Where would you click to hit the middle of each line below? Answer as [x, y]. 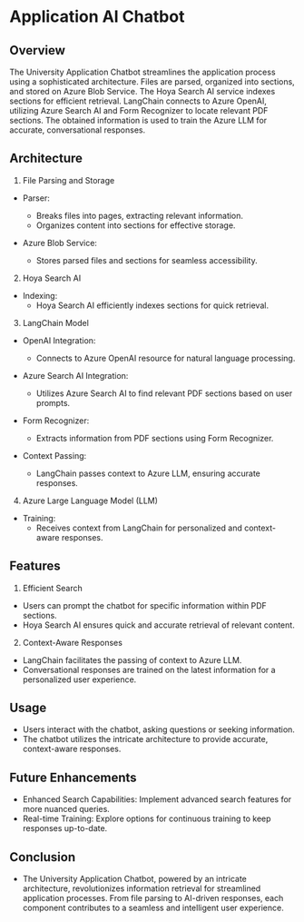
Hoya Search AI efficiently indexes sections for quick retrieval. [152, 305]
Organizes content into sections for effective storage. [136, 225]
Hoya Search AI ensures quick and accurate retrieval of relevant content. [158, 625]
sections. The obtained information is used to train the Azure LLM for [138, 120]
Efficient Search [53, 588]
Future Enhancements [74, 777]
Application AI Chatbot [97, 17]
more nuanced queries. [66, 809]
